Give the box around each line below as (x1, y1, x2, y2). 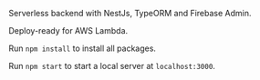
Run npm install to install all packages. (8, 43, 157, 54)
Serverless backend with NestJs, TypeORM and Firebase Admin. (8, 8, 252, 18)
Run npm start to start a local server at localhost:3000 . (8, 61, 216, 71)
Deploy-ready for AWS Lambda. (8, 25, 129, 35)
